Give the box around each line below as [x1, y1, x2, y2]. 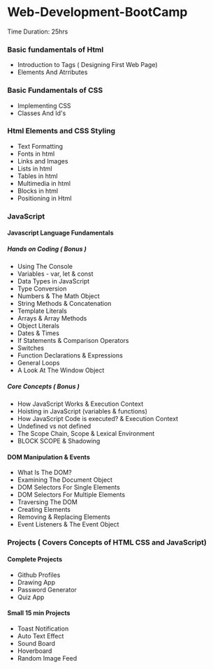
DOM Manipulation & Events [7, 453, 91, 461]
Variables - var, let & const [17, 270, 94, 278]
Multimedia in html [17, 179, 71, 187]
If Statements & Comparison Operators [17, 337, 129, 345]
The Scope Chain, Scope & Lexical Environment [17, 429, 155, 438]
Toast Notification [17, 624, 69, 633]
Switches [17, 344, 44, 353]
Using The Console [17, 263, 73, 271]
